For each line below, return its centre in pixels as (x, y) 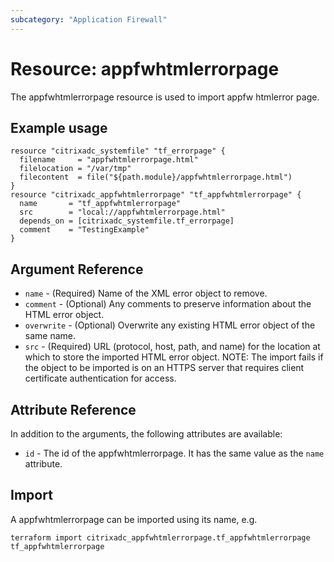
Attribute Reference (73, 409)
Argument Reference (77, 269)
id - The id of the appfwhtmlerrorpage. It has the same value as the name (174, 453)
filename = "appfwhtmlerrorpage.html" (109, 160)
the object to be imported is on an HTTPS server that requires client (164, 368)
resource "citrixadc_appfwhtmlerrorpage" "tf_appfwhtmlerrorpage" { (156, 195)
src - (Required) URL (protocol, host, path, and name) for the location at (172, 347)
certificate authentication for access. (100, 378)
